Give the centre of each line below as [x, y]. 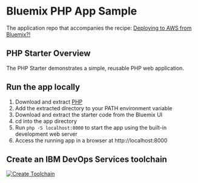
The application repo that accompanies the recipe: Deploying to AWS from [99, 28]
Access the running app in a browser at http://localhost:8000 [91, 140]
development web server [46, 134]
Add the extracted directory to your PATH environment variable [94, 108]
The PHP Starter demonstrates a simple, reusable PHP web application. [95, 68]
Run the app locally [43, 87]
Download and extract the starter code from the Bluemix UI [89, 115]
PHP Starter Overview [48, 54]
